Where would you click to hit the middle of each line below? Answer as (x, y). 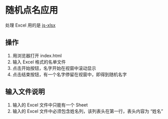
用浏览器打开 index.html (37, 55)
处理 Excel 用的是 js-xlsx (31, 25)
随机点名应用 (32, 10)
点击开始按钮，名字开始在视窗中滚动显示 (54, 68)
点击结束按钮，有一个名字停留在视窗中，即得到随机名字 (69, 74)
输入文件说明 (25, 92)
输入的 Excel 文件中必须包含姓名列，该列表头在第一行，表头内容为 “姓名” (88, 111)
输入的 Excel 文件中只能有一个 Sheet (50, 105)
